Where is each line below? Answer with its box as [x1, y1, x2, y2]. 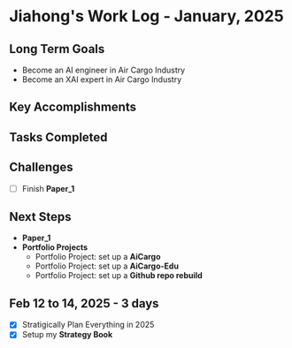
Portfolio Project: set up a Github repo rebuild [35, 270, 204, 281]
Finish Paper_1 [21, 183, 75, 193]
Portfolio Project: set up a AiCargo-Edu [35, 261, 180, 271]
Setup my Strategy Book [21, 329, 113, 340]
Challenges [9, 160, 73, 175]
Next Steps [9, 209, 72, 224]
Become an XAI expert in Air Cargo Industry [21, 74, 182, 85]
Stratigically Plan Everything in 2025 [21, 320, 155, 330]
